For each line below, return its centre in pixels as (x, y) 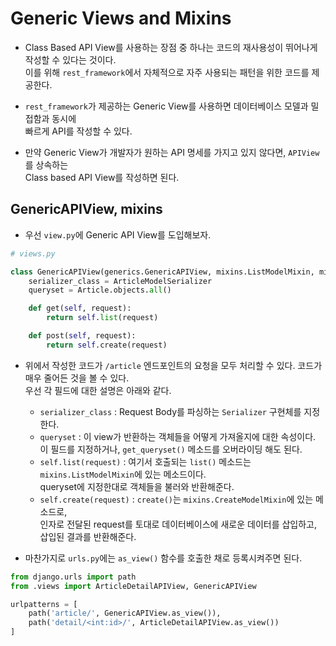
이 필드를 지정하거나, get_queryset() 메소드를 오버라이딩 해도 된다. (171, 449)
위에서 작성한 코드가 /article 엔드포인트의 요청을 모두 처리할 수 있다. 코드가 (173, 365)
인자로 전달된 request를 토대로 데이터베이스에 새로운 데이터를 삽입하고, (178, 524)
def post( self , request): (82, 336)
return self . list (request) (102, 318)
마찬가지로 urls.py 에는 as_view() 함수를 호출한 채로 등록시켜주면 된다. (163, 558)
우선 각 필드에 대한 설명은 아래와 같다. (98, 390)
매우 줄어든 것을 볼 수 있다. (77, 378)
